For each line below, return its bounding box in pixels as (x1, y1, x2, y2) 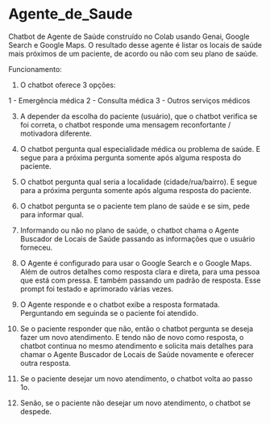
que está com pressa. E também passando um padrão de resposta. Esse (19, 275, 261, 285)
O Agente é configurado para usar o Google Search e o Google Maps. (19, 258, 252, 267)
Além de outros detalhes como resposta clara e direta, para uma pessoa (19, 267, 260, 276)
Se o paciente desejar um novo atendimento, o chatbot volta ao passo (19, 373, 253, 384)
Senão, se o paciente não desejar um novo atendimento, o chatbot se (19, 397, 251, 408)
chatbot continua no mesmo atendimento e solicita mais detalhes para (19, 341, 254, 351)
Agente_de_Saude (8, 5, 133, 23)
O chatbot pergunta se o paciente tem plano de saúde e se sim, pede (19, 201, 250, 211)
